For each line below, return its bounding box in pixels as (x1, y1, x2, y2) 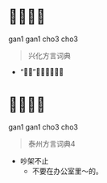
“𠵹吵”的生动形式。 (19, 66, 64, 76)
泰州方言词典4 (27, 138, 76, 148)
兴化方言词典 (27, 50, 71, 60)
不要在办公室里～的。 (31, 166, 103, 176)
